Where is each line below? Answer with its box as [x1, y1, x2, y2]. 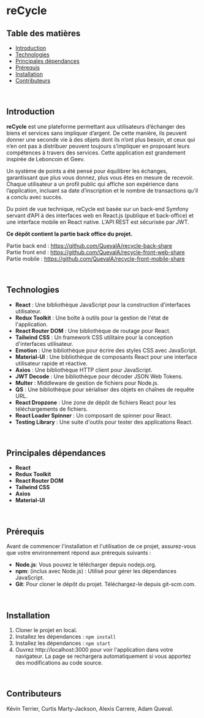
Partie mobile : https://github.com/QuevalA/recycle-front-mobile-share [6, 255, 185, 262]
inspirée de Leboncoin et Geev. [6, 155, 85, 162]
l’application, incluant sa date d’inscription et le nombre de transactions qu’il [6, 186, 198, 194]
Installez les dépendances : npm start [15, 640, 111, 647]
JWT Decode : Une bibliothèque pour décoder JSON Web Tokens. [15, 372, 183, 380]
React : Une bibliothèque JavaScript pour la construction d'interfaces [15, 301, 191, 308]
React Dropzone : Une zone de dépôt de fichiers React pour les [15, 399, 176, 406]
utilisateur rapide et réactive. [15, 359, 88, 367]
